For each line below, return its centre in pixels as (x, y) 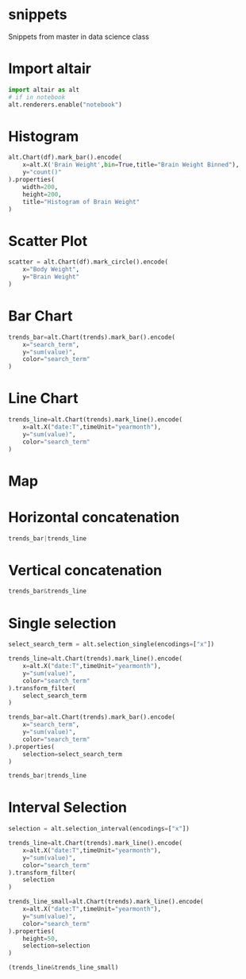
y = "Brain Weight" (51, 277)
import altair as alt (44, 90)
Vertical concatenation (85, 570)
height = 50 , (40, 939)
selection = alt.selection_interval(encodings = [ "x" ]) (99, 829)
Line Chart (43, 399)
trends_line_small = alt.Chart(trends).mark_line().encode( (106, 902)
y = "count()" (42, 172)
